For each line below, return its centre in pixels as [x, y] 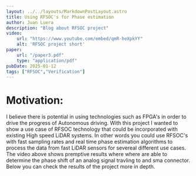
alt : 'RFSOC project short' [51, 45]
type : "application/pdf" [47, 60]
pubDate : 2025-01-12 [31, 66]
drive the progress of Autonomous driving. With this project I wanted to [92, 123]
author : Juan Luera [30, 22]
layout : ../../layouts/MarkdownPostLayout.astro [67, 11]
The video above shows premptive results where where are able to [87, 154]
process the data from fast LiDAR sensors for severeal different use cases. [96, 148]
